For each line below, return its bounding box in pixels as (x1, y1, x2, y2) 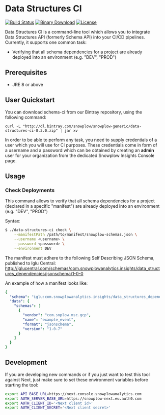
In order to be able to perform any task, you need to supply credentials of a (5, 137, 157, 143)
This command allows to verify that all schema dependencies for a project (5, 198, 155, 204)
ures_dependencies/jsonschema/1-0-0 (5, 270, 83, 276)
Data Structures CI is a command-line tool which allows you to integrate (5, 29, 150, 35)
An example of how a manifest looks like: (5, 280, 88, 286)
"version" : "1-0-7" (23, 326, 63, 331)
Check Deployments (5, 187, 55, 193)
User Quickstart (5, 96, 55, 104)
